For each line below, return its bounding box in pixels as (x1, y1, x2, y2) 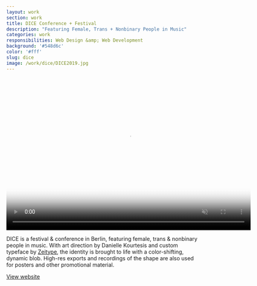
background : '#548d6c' (6, 43, 64, 50)
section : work (6, 15, 43, 21)
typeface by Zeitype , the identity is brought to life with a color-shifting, (6, 248, 184, 255)
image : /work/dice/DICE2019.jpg (6, 60, 89, 66)
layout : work (6, 9, 40, 15)
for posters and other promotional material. (6, 261, 115, 268)
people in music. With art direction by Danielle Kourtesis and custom (6, 241, 178, 249)
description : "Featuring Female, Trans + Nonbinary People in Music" (6, 26, 187, 32)
